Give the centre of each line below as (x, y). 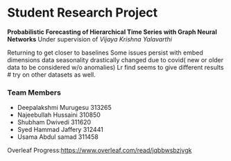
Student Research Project (83, 13)
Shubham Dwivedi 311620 (54, 122)
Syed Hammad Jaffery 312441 (60, 130)
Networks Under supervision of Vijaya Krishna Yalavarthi (89, 39)
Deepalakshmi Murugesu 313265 (65, 108)
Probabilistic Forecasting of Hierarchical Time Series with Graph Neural (112, 32)
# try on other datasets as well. (51, 75)
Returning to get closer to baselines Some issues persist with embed (105, 53)
